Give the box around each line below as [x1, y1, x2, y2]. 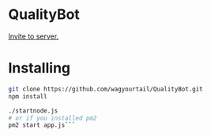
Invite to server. [8, 31, 59, 41]
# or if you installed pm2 [8, 114, 97, 122]
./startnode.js [8, 106, 58, 115]
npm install [8, 92, 47, 100]
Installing [8, 59, 71, 77]
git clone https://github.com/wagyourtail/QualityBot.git [8, 85, 203, 93]
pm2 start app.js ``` [8, 121, 77, 129]
